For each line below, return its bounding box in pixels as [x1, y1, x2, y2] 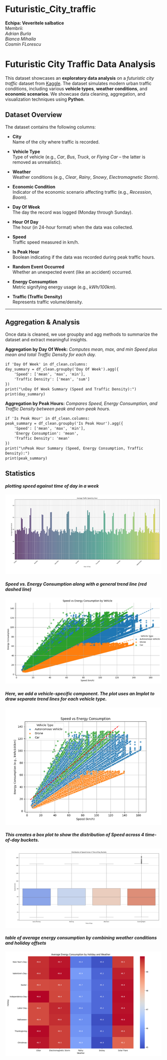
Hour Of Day [12, 219, 39, 225]
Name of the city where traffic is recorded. [12, 138, 100, 145]
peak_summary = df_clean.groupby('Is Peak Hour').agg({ [5, 421, 123, 426]
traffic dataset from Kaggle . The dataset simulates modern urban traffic [5, 80, 152, 86]
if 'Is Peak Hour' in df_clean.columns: [5, 416, 90, 421]
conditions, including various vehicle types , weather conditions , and [5, 86, 148, 92]
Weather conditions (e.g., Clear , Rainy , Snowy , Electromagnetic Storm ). [12, 174, 159, 180]
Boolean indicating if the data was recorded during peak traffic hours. [12, 254, 156, 260]
